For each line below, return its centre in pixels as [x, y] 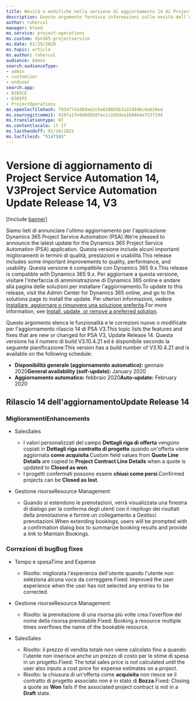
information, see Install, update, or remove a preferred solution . [82, 311]
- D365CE [17, 93]
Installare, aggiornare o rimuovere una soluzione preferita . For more [87, 305]
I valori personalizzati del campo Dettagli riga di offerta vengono [101, 443]
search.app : [20, 88]
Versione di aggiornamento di [79, 165]
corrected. [36, 592]
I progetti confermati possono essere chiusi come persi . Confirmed [104, 474]
